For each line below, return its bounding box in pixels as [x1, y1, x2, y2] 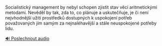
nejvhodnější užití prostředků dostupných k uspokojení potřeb [5, 15, 132, 20]
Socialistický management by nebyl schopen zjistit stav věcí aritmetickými [5, 4, 158, 10]
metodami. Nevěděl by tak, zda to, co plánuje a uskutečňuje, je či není [5, 9, 149, 15]
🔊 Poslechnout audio [5, 35, 50, 41]
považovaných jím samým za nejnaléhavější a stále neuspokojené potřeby [5, 20, 157, 26]
